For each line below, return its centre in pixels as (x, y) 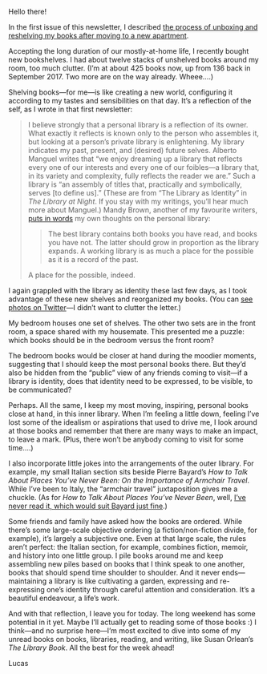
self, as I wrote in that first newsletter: (71, 109)
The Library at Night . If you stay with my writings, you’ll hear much (138, 201)
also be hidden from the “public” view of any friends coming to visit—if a (128, 373)
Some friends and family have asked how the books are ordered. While (125, 521)
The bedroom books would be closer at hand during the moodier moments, (132, 355)
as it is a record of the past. (93, 259)
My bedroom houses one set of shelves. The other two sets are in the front (132, 323)
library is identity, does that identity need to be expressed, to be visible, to (131, 381)
